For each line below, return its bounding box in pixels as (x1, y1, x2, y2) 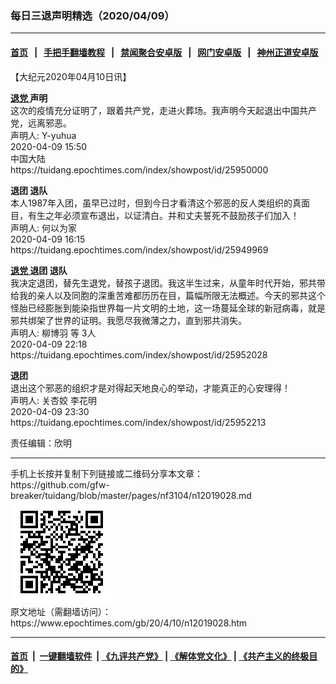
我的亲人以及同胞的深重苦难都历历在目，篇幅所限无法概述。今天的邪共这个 (18, 289, 326, 301)
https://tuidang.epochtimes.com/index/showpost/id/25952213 (10, 416, 267, 428)
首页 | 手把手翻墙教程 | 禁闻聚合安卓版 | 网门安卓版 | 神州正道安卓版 (10, 46, 319, 58)
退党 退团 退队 (10, 264, 68, 276)
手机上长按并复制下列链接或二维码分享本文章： (10, 467, 203, 479)
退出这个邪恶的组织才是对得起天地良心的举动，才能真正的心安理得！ (10, 382, 291, 394)
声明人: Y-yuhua (10, 129, 77, 141)
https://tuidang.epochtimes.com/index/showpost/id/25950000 (10, 163, 269, 176)
